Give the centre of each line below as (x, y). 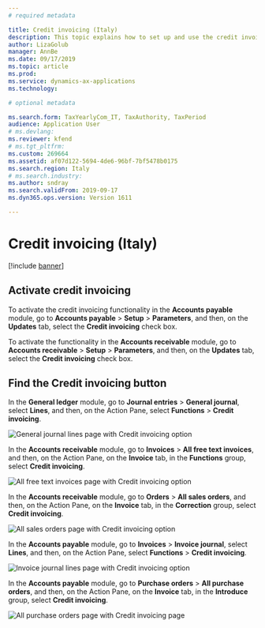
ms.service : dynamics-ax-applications (72, 81)
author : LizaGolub (38, 44)
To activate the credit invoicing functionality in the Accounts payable (121, 310)
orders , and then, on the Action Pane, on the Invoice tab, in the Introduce (128, 592)
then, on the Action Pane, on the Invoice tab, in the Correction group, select (132, 506)
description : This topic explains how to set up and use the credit (123, 37)
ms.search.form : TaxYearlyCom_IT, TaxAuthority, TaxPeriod (107, 117)
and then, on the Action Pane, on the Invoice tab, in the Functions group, (127, 458)
